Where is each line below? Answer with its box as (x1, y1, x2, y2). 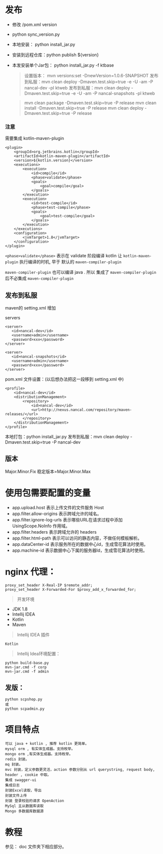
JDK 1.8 (12, 606, 28, 612)
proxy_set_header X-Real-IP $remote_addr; (5, 583, 93, 587)
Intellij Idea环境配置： (17, 651, 61, 656)
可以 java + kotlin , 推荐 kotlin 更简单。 (5, 742, 89, 746)
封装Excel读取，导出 (5, 788, 42, 793)
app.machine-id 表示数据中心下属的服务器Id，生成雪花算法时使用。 (12, 547, 147, 553)
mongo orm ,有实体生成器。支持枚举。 (5, 752, 73, 757)
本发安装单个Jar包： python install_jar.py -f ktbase (12, 62, 114, 68)
